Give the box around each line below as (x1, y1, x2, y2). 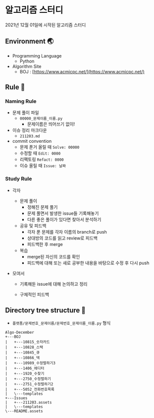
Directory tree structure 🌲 (5, 306, 86, 315)
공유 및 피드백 (19, 223, 47, 229)
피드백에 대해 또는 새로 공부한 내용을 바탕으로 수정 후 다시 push (27, 260, 150, 266)
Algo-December (5, 330, 35, 335)
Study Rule (5, 176, 32, 182)
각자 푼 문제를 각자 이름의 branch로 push (27, 229, 107, 235)
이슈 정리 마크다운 (12, 127, 47, 133)
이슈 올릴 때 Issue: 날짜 (19, 163, 66, 169)
